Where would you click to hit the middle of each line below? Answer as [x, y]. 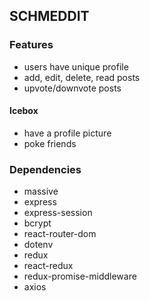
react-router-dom [60, 234]
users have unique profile [76, 66]
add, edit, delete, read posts [82, 77]
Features [31, 45]
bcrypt [37, 223]
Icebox [24, 111]
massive [41, 191]
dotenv [38, 245]
